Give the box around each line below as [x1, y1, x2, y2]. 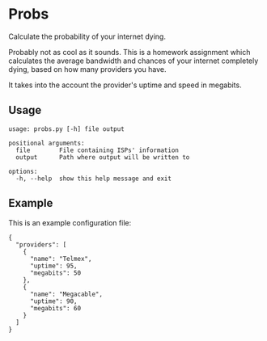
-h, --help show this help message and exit [15, 175, 172, 183]
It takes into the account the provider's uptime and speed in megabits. [8, 80, 242, 90]
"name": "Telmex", [29, 255, 92, 263]
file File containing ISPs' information [15, 146, 180, 154]
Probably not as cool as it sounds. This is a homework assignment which [8, 47, 251, 57]
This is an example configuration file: [8, 217, 132, 227]
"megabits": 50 [29, 268, 82, 277]
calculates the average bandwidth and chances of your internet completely [8, 56, 259, 65]
